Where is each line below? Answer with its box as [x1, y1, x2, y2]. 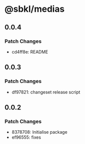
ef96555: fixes [11, 134, 41, 141]
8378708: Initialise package [11, 129, 68, 135]
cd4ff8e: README [11, 49, 48, 55]
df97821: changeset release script [11, 89, 81, 95]
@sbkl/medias [4, 3, 64, 15]
